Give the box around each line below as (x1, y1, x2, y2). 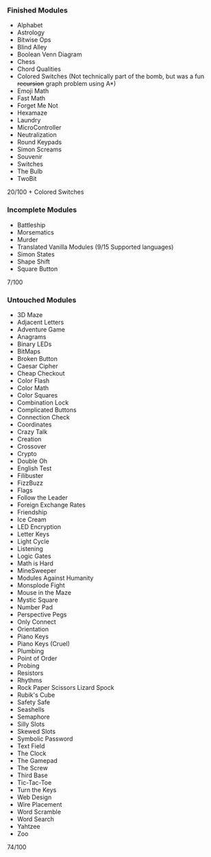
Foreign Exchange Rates (16, 501, 86, 509)
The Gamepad (16, 756, 58, 765)
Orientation (16, 625, 49, 633)
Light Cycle (16, 537, 49, 545)
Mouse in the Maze (16, 588, 72, 596)
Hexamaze (16, 109, 48, 117)
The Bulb (16, 167, 43, 175)
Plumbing (16, 647, 45, 655)
